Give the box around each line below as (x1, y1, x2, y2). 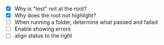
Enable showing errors (14, 25, 71, 32)
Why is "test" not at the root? (14, 5, 87, 12)
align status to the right (14, 32, 73, 40)
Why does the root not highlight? (14, 12, 96, 19)
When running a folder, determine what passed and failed (14, 19, 158, 26)
